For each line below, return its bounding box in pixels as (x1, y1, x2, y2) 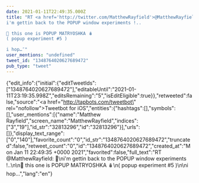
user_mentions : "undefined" (6, 52, 76, 58)
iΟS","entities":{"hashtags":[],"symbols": (77, 104, 176, 111)
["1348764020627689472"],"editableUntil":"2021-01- (6, 85, 137, 92)
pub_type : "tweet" (6, 63, 52, 69)
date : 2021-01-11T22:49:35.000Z (6, 8, 86, 15)
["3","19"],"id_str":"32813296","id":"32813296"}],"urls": (6, 123, 140, 130)
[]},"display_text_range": (6, 130, 65, 137)
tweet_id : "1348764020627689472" (6, 57, 89, 63)
